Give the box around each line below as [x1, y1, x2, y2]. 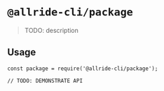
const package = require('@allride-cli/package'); [7, 65, 158, 72]
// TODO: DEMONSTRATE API [7, 77, 83, 84]
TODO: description [24, 26, 79, 34]
